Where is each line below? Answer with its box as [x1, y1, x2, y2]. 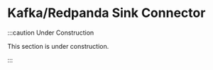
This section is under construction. [7, 42, 109, 50]
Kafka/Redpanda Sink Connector [7, 5, 206, 21]
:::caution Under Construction [7, 28, 94, 37]
